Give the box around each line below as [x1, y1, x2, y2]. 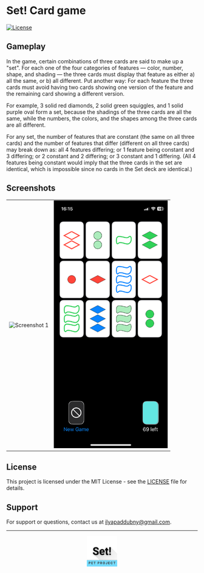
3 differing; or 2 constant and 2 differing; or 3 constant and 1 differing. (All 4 [6, 152, 196, 160]
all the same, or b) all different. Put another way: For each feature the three [6, 77, 193, 84]
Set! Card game [6, 4, 86, 18]
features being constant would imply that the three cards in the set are [6, 159, 182, 166]
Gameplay [6, 41, 46, 52]
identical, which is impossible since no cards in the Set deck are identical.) [6, 165, 192, 172]
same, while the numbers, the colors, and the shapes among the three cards [6, 114, 197, 122]
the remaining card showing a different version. [6, 90, 124, 97]
